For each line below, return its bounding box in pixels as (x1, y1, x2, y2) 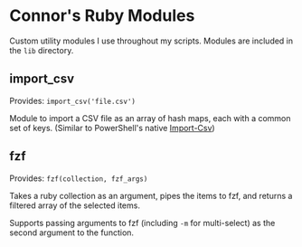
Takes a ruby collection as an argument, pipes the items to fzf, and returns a (9, 190, 293, 201)
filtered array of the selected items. (9, 200, 140, 211)
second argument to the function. (9, 227, 134, 238)
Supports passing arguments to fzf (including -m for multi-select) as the (9, 217, 276, 228)
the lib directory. (9, 44, 74, 55)
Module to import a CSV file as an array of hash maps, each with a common (9, 112, 291, 123)
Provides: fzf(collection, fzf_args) (9, 173, 148, 184)
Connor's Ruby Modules (9, 5, 195, 26)
